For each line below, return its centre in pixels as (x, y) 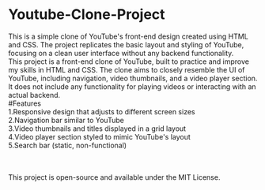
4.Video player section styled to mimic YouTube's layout (100, 136)
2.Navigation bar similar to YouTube (66, 120)
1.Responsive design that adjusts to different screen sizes (102, 111)
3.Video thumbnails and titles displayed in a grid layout (97, 129)
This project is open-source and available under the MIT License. (114, 177)
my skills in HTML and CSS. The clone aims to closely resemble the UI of (127, 69)
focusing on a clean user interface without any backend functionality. (121, 53)
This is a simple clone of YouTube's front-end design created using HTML (129, 36)
